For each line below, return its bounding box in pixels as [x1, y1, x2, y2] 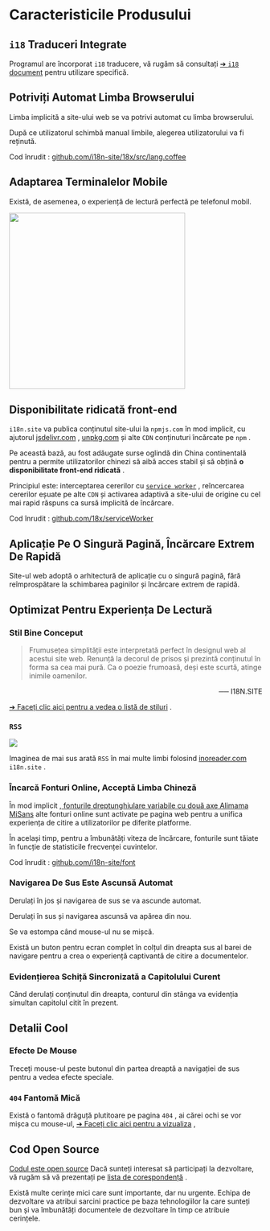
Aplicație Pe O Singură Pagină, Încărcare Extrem [9, 537, 256, 550]
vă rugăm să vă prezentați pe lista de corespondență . [9, 1172, 188, 1182]
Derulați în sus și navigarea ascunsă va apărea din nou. [9, 911, 192, 920]
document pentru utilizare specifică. [9, 68, 129, 77]
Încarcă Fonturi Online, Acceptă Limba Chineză [9, 782, 197, 793]
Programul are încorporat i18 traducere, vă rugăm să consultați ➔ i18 [9, 59, 239, 68]
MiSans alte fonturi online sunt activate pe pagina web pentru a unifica [9, 809, 243, 818]
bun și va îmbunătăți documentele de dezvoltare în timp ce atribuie [9, 1204, 230, 1214]
